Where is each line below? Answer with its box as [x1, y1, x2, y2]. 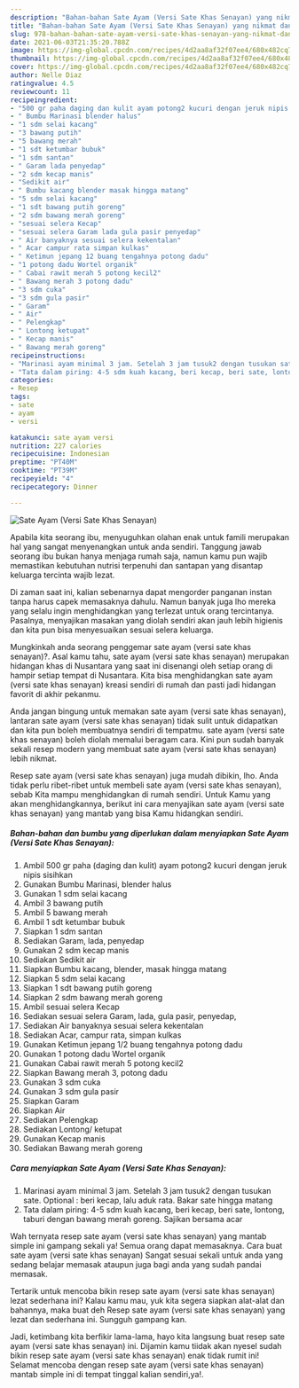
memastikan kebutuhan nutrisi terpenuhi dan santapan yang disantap [10, 560, 264, 570]
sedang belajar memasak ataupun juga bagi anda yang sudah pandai [10, 1259, 262, 1269]
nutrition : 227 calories [10, 441, 102, 451]
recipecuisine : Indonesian [10, 450, 110, 459]
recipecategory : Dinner [10, 482, 98, 491]
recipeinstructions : [10, 351, 87, 360]
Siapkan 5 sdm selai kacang [22, 973, 126, 984]
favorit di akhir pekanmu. [10, 688, 101, 699]
